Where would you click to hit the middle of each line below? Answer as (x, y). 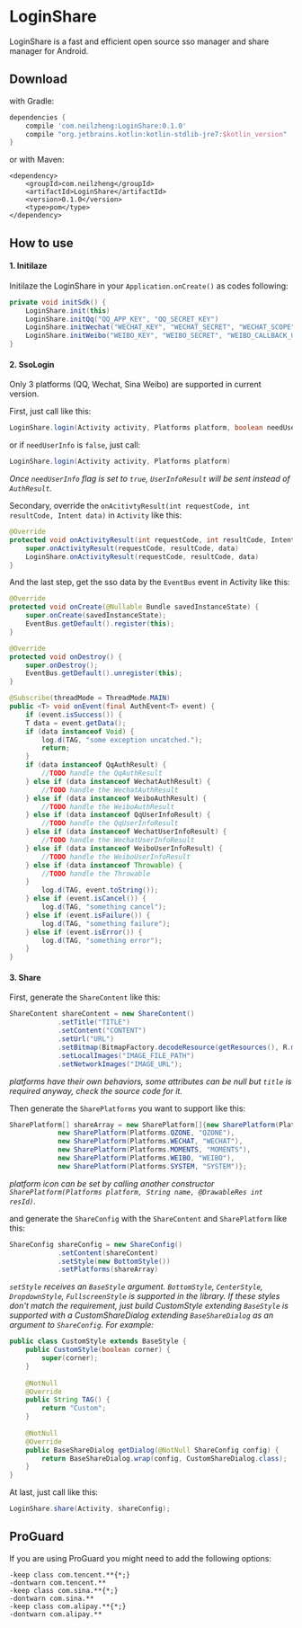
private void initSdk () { (58, 302)
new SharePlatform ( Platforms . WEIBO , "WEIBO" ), (146, 1158)
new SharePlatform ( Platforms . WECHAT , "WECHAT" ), (150, 1142)
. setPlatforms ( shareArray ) (108, 1269)
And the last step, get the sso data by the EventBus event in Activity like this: (150, 583)
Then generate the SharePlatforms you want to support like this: (127, 1108)
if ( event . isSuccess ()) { (74, 715)
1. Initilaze (28, 266)
